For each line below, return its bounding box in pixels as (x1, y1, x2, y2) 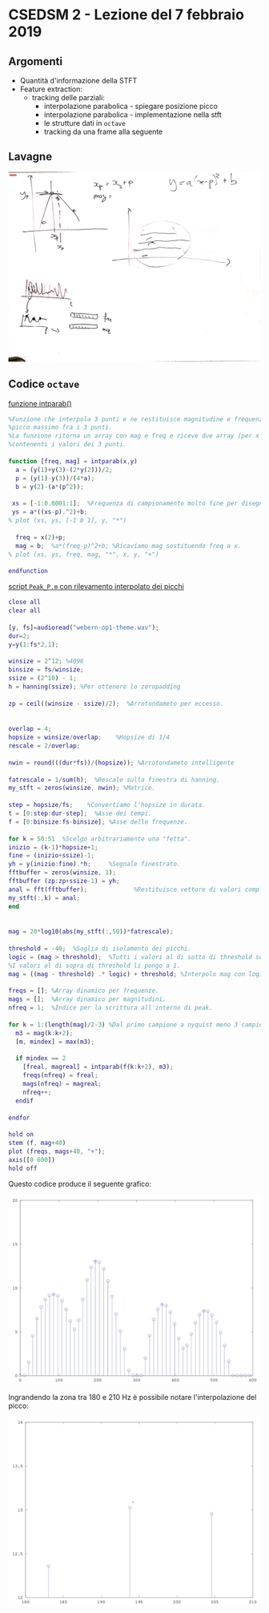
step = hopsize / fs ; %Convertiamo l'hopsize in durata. (8, 801, 206, 809)
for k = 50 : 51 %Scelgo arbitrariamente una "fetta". (8, 835, 192, 843)
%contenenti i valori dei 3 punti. (8, 441, 127, 449)
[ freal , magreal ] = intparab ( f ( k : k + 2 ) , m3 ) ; (22, 1063, 174, 1071)
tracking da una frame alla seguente (43, 127, 163, 136)
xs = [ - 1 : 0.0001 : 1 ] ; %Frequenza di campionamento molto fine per (11, 499, 239, 508)
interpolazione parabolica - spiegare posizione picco (43, 102, 219, 111)
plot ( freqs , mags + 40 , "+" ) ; (8, 1147, 106, 1155)
